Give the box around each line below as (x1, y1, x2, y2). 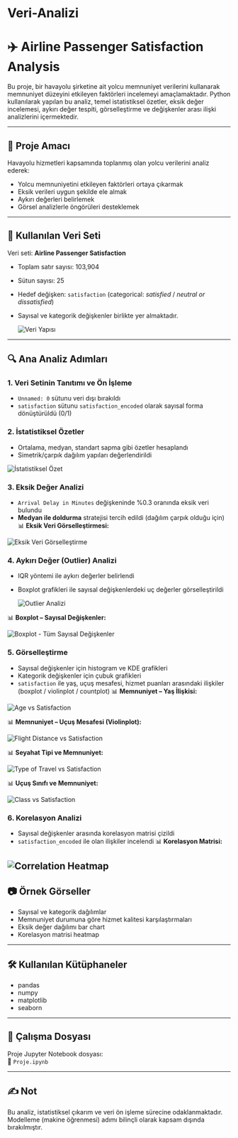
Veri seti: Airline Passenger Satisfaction (7, 249, 126, 257)
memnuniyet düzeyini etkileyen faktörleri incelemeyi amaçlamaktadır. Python (7, 90, 231, 99)
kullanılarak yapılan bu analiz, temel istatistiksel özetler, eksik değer (7, 97, 204, 106)
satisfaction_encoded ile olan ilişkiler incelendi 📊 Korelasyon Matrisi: (17, 837, 223, 845)
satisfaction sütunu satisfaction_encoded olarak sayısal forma (17, 401, 203, 410)
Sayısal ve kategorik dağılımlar (17, 908, 107, 916)
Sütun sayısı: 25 (17, 276, 65, 285)
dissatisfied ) (17, 297, 55, 306)
